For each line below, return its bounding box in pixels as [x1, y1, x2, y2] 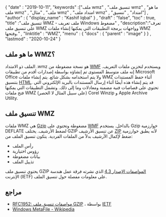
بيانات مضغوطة [12, 153, 41, 159]
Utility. [5, 95, 18, 101]
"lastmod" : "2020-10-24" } [5, 36, 61, 42]
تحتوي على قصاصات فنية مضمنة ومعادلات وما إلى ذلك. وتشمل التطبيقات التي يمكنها [5, 84, 159, 90]
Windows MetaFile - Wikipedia [12, 206, 75, 213]
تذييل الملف [12, 158, 35, 164]
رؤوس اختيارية [12, 148, 39, 154]
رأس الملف [12, 143, 34, 148]
